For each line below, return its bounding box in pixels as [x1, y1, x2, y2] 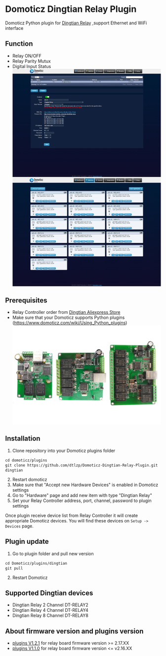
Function [5, 40, 33, 48]
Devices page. [5, 523, 34, 529]
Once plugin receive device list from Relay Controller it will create [5, 512, 138, 518]
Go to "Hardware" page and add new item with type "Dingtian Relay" [12, 492, 152, 498]
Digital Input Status [12, 63, 51, 69]
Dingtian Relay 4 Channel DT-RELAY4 [12, 607, 89, 613]
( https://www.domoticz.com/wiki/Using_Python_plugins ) [12, 320, 127, 326]
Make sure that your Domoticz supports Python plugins [12, 314, 125, 321]
